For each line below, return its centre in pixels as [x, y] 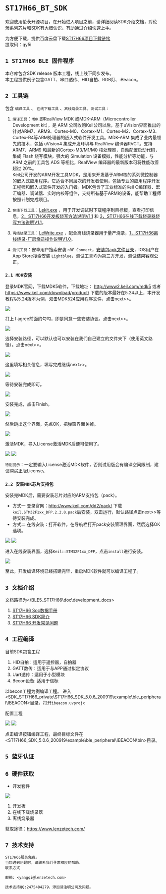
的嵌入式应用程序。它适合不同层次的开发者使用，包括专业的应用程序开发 [86, 181]
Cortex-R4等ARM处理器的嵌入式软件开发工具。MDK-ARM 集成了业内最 [84, 137]
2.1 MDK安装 [19, 275]
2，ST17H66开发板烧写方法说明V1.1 [57, 216]
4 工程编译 [20, 639]
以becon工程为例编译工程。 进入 [38, 691]
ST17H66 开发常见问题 [35, 622]
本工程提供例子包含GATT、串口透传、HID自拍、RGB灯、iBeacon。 [73, 79]
